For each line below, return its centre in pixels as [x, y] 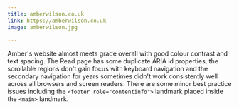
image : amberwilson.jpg [43, 27]
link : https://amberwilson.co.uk [57, 21]
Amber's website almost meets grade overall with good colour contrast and [118, 53]
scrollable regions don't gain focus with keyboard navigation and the [108, 69]
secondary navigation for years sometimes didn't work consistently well [113, 76]
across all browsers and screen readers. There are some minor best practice [119, 84]
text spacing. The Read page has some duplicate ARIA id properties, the [113, 61]
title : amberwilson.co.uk [46, 14]
